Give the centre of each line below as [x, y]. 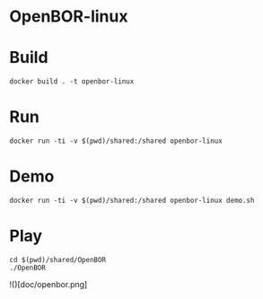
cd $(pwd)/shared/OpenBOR [57, 259]
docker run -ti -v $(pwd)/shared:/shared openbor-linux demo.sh [132, 200]
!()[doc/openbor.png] [48, 284]
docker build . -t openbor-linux [72, 82]
